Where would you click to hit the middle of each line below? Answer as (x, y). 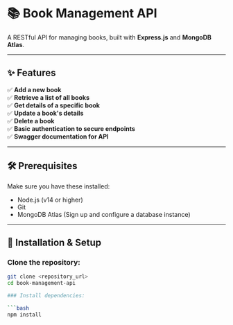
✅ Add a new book (34, 89)
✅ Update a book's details (45, 113)
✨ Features (32, 73)
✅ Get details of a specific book (54, 105)
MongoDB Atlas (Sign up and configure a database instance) (104, 214)
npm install (24, 315)
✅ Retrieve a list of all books (49, 97)
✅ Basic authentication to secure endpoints (71, 128)
